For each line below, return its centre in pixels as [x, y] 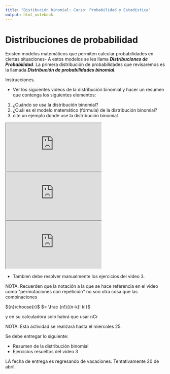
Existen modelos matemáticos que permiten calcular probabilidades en [79, 54]
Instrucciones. [20, 80]
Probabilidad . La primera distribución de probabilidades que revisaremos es [85, 64]
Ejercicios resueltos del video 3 [45, 352]
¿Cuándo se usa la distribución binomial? [55, 105]
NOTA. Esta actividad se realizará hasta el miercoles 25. [63, 327]
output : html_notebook [29, 15]
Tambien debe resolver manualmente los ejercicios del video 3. [79, 277]
